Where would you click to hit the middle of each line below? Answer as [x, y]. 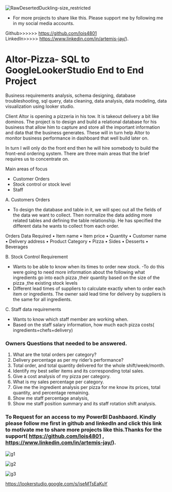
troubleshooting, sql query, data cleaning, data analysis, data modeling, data [86, 101]
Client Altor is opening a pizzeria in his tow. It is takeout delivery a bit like [82, 116]
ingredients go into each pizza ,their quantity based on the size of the [86, 278]
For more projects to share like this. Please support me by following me [88, 18]
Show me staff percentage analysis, [51, 398]
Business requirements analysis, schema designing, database [71, 95]
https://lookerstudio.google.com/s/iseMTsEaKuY [56, 484]
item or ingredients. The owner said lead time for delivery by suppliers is [89, 294]
